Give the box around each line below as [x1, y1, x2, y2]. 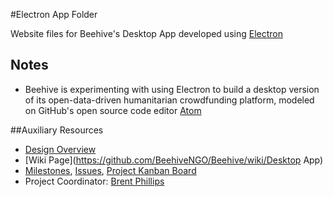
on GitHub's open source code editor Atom [24, 104, 202, 116]
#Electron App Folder [10, 9, 98, 20]
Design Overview [24, 143, 97, 155]
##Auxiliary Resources [10, 124, 104, 136]
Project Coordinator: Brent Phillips [24, 175, 165, 187]
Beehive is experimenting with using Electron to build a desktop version [24, 83, 320, 95]
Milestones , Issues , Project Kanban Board [24, 164, 197, 176]
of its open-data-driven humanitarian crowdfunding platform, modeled [24, 94, 315, 106]
